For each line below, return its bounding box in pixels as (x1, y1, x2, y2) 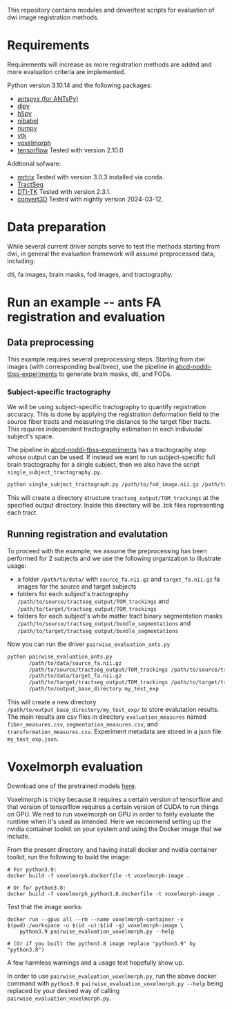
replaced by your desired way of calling (7, 987, 119, 995)
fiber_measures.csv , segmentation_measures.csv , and (7, 720, 158, 729)
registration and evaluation (7, 310, 166, 325)
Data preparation (7, 220, 106, 235)
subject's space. (7, 432, 55, 440)
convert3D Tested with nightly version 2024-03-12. (17, 195, 164, 203)
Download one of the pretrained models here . (7, 782, 137, 790)
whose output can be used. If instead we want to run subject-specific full (7, 453, 215, 461)
